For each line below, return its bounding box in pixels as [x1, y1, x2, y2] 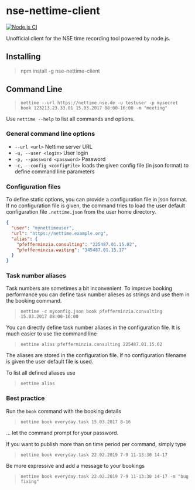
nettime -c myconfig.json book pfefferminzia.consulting [20, 309, 163, 314]
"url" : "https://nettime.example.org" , [11, 230, 109, 237]
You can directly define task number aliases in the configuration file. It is [6, 324, 180, 331]
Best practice [6, 394, 45, 402]
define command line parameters [14, 168, 95, 175]
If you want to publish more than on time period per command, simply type [6, 440, 186, 447]
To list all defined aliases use [6, 369, 76, 376]
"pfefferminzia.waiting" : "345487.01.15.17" [16, 247, 127, 253]
